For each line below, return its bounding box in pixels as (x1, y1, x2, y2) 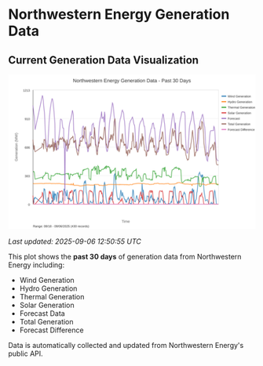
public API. (8, 349, 43, 358)
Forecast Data (19, 309, 65, 318)
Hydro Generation (19, 284, 78, 293)
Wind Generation (19, 276, 75, 284)
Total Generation (19, 317, 74, 326)
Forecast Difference (19, 325, 84, 335)
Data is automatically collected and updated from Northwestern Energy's (8, 341, 244, 350)
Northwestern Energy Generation (8, 5, 230, 24)
